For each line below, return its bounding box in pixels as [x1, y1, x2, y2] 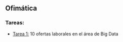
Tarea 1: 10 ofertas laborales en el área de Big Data [12, 30, 118, 37]
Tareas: [5, 19, 24, 26]
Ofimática [5, 4, 37, 13]
